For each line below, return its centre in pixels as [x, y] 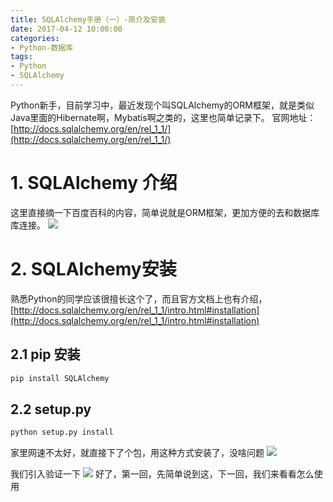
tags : [21, 57]
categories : [35, 38]
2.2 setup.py [51, 409]
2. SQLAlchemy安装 [93, 269]
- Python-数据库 [42, 47]
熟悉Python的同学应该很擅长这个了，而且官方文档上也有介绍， [139, 298]
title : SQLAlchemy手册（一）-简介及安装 [88, 19]
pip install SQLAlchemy [60, 378]
